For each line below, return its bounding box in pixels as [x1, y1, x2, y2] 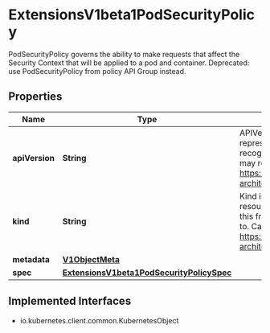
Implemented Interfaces [8, 294, 132, 308]
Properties [8, 90, 63, 104]
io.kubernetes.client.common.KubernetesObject [19, 315, 179, 325]
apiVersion [12, 152, 55, 163]
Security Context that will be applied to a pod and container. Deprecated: [8, 58, 250, 68]
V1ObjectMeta [62, 253, 121, 265]
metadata [12, 253, 50, 265]
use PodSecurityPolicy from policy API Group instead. [8, 66, 186, 76]
